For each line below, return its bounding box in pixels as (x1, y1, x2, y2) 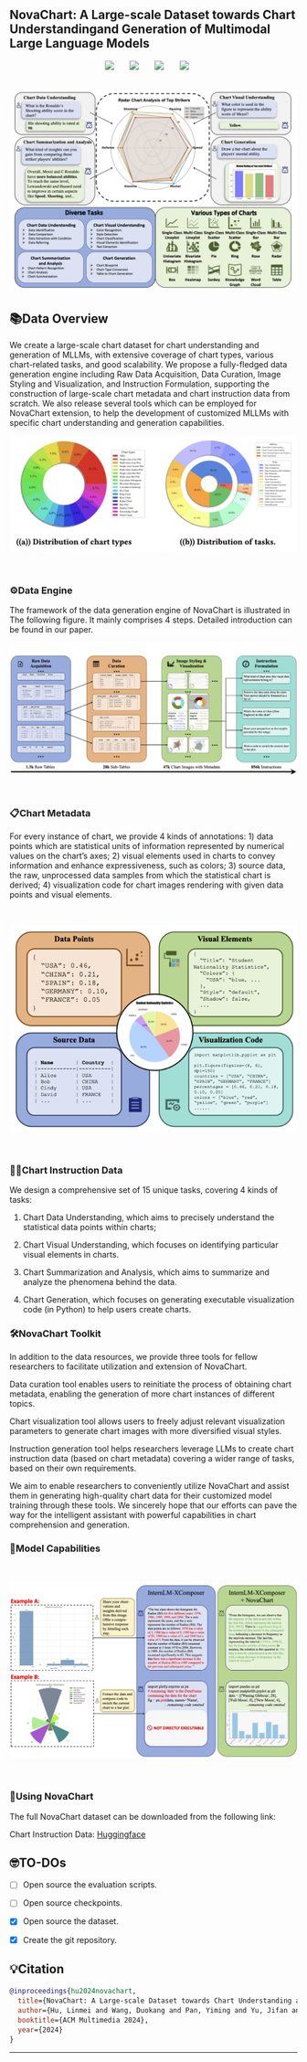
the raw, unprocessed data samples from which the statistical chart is (9, 870, 271, 881)
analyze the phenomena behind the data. (22, 1277, 177, 1288)
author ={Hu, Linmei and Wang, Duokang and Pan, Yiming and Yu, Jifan (17, 2006, 288, 2015)
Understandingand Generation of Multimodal (9, 22, 271, 37)
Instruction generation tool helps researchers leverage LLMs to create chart (9, 1443, 294, 1454)
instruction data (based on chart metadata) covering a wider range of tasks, (9, 1453, 295, 1464)
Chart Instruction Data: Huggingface (9, 1828, 146, 1840)
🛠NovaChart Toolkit (9, 1327, 102, 1340)
